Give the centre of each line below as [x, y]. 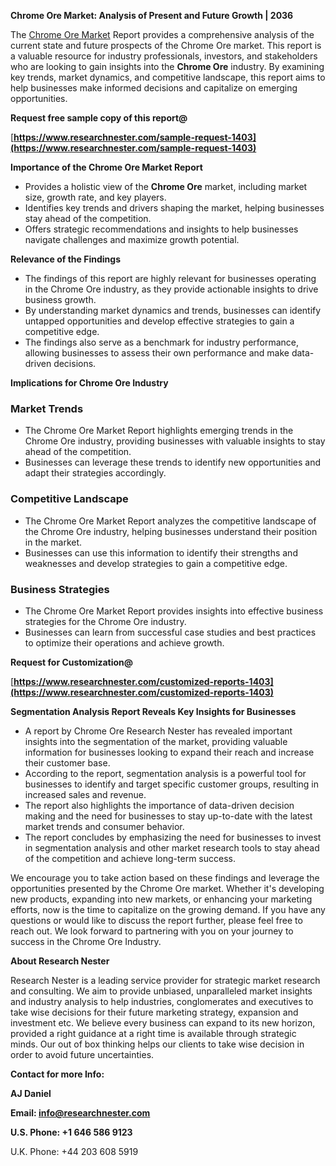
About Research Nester [60, 961]
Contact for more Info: [57, 1074]
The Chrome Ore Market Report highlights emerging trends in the [159, 431]
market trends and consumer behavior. [104, 826]
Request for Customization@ [72, 662]
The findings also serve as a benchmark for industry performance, [162, 342]
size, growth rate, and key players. [95, 197]
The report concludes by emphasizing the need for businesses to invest [173, 837]
